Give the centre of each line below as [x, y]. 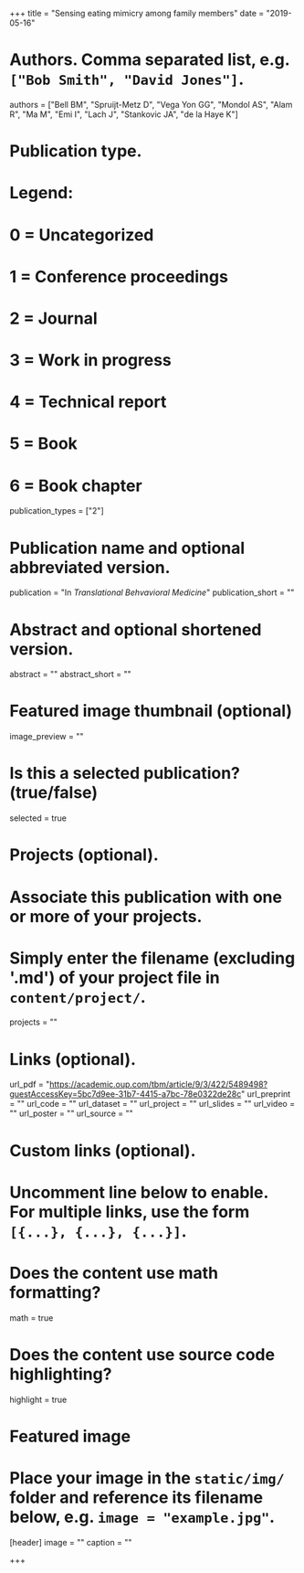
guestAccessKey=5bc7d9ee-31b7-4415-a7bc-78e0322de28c [126, 1094]
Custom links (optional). [103, 1150]
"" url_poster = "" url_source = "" [72, 1113]
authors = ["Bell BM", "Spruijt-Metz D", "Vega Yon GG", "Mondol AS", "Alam [151, 104]
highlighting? [61, 1374]
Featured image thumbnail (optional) [151, 711]
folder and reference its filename [136, 1497]
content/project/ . [78, 997]
